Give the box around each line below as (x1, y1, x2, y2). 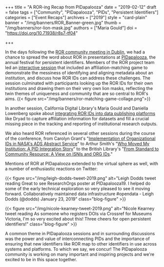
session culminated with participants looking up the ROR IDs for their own (5, 80, 153, 86)
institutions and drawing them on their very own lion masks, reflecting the (5, 86, 153, 91)
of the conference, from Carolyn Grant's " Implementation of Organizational (5, 135, 156, 141)
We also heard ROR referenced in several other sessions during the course (5, 131, 155, 136)
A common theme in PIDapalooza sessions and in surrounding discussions (5, 231, 155, 236)
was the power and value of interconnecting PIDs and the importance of (5, 236, 150, 242)
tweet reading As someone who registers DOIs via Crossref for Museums (5, 211, 152, 217)
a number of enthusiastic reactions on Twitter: (5, 166, 98, 172)
